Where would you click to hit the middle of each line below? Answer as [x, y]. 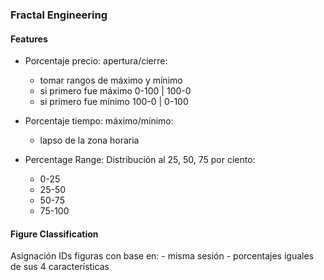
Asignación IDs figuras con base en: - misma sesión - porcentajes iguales [162, 256]
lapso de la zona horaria [89, 140]
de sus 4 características [60, 267]
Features [29, 39]
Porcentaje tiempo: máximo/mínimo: [99, 121]
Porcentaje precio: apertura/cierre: [96, 61]
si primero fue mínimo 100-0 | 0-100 [114, 102]
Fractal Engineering [59, 15]
